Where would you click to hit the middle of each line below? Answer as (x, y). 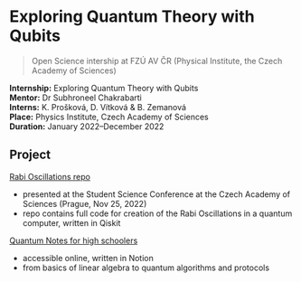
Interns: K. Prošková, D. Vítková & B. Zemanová (98, 107)
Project (30, 155)
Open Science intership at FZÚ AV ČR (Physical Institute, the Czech (157, 61)
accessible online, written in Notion (88, 258)
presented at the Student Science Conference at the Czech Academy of (156, 194)
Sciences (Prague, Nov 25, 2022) (85, 203)
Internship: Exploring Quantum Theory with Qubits (104, 88)
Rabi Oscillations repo (50, 176)
